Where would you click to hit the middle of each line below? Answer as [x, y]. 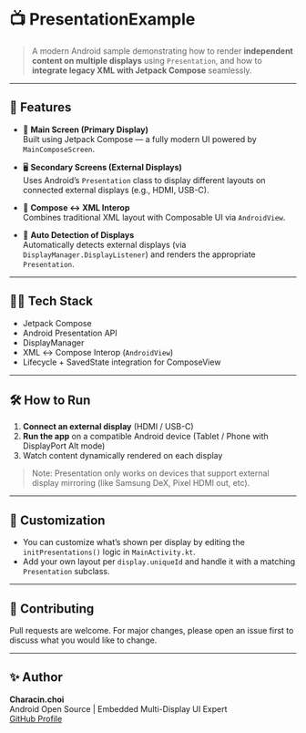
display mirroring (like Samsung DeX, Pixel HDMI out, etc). [141, 483]
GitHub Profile [36, 718]
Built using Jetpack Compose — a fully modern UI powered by [139, 139]
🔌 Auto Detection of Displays [78, 234]
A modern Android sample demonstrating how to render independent [163, 51]
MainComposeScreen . [59, 149]
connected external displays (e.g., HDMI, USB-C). [116, 190]
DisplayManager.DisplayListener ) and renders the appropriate [139, 254]
